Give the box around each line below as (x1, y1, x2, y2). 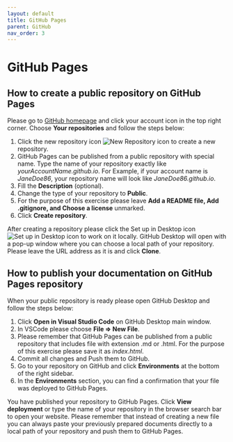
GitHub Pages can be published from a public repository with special (17, 152, 214, 161)
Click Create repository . (17, 212, 88, 220)
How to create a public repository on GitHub (7, 87, 202, 99)
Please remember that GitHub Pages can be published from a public (17, 332, 213, 341)
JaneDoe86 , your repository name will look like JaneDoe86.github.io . (17, 175, 216, 183)
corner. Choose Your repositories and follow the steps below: (7, 124, 185, 132)
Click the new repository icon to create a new (17, 137, 216, 146)
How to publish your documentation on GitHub (7, 267, 213, 279)
